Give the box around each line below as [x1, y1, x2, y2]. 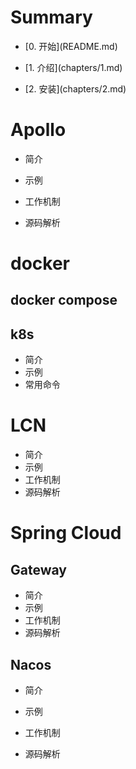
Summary [10, 6, 93, 29]
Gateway [10, 561, 67, 578]
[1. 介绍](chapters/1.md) [24, 61, 123, 73]
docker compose [10, 292, 118, 309]
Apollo [10, 119, 67, 141]
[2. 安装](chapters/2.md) [24, 82, 127, 95]
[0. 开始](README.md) [24, 40, 118, 52]
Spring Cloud [10, 522, 122, 545]
